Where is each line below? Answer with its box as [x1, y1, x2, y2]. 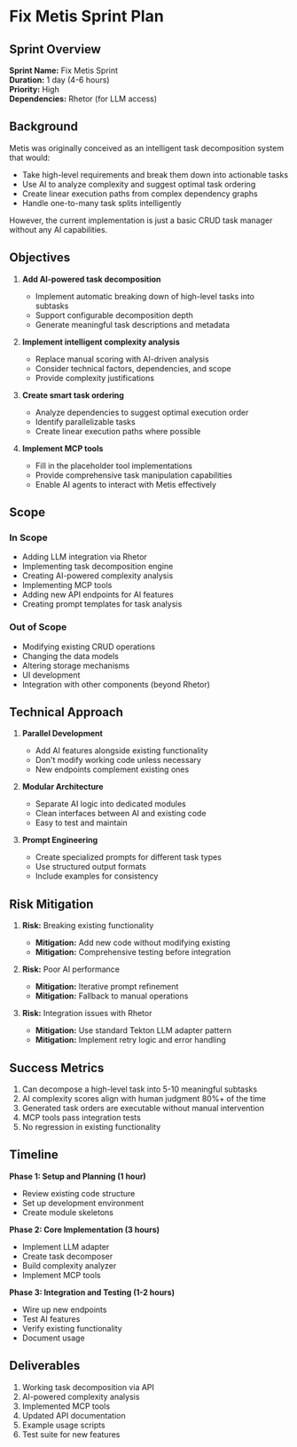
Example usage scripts [21, 1419, 106, 1430]
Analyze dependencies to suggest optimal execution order [35, 407, 249, 417]
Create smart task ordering [21, 389, 124, 401]
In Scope [9, 531, 49, 544]
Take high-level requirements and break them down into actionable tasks [21, 169, 289, 179]
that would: [9, 152, 51, 163]
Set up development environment [21, 1197, 145, 1208]
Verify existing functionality [21, 1323, 122, 1333]
